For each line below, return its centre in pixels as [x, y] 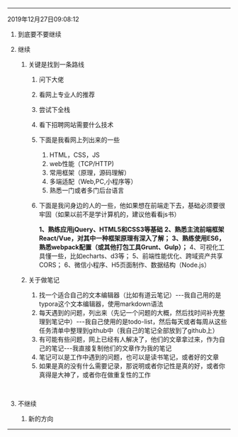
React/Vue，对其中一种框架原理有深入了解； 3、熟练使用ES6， [132, 238]
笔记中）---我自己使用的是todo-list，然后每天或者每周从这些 [139, 321]
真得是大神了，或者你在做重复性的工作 [95, 375]
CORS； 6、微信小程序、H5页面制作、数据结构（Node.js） [125, 265]
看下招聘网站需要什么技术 [76, 125]
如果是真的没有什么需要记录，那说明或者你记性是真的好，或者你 [132, 366]
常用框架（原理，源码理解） [90, 172]
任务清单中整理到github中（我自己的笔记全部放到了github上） [129, 330]
